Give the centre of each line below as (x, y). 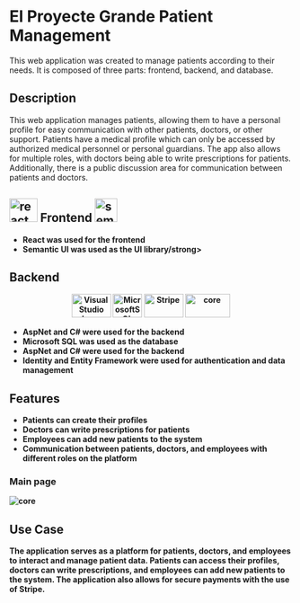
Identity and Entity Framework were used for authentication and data (154, 360)
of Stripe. (27, 590)
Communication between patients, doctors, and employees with (145, 449)
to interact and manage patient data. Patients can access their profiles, (145, 561)
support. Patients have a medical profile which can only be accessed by (142, 139)
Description (43, 98)
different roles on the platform (79, 458)
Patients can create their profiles (85, 421)
